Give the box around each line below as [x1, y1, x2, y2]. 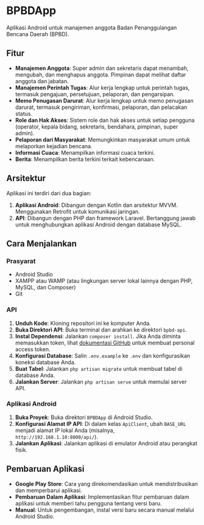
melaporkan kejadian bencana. [15, 142, 93, 150]
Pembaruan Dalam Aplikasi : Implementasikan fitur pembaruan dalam [15, 493, 190, 501]
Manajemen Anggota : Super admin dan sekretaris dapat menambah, [15, 64, 189, 72]
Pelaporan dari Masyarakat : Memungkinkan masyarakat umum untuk [15, 136, 191, 143]
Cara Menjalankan [6, 238, 77, 248]
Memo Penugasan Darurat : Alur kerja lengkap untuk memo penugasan [15, 97, 194, 104]
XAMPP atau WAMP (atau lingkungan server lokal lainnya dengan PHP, [15, 277, 193, 285]
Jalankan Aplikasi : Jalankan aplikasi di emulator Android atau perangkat [15, 439, 198, 447]
